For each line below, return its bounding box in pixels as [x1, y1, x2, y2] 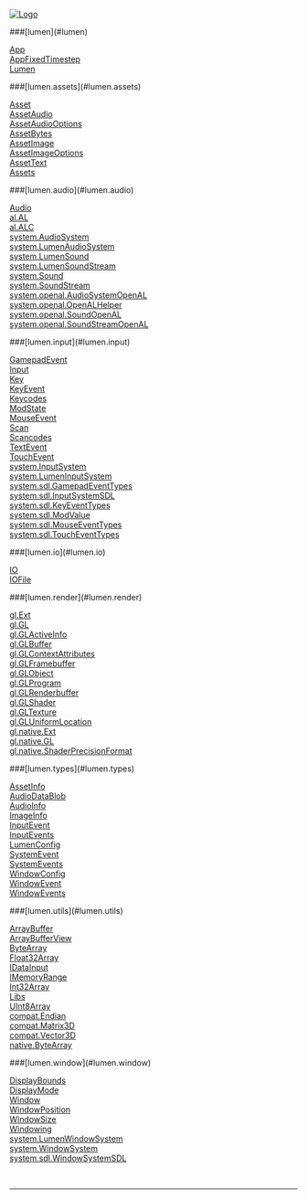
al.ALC [9, 222, 35, 232]
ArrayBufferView [9, 933, 72, 943]
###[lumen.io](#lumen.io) [9, 546, 106, 557]
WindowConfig [9, 868, 66, 879]
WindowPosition [9, 1104, 71, 1115]
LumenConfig [9, 839, 61, 850]
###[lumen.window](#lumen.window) [9, 1057, 152, 1068]
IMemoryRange [9, 971, 68, 982]
